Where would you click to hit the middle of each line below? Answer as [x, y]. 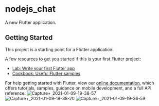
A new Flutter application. [31, 22]
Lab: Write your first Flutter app [44, 68]
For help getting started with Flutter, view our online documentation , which [80, 83]
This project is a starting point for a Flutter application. [59, 49]
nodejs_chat [30, 9]
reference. [15, 93]
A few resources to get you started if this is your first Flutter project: [73, 59]
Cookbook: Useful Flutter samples [46, 73]
